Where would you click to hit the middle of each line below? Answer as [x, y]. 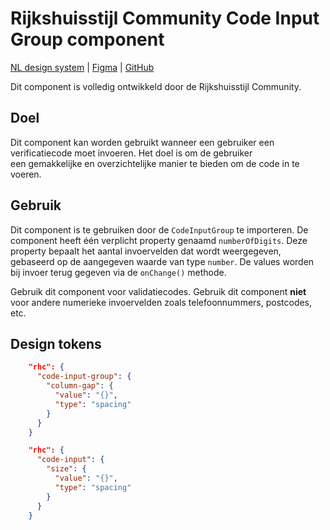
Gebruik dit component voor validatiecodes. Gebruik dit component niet [158, 291]
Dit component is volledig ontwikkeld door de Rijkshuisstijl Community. [156, 86]
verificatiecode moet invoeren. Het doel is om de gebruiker [131, 153]
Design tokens [56, 343]
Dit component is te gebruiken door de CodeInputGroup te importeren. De [159, 229]
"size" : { [66, 469]
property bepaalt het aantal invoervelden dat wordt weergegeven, [146, 251]
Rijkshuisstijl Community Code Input [165, 18]
